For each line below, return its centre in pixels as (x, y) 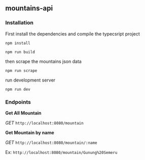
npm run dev (18, 89)
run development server (30, 80)
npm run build (20, 52)
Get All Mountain (23, 113)
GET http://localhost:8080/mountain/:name (51, 142)
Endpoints (18, 102)
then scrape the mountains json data (44, 61)
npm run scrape (21, 70)
